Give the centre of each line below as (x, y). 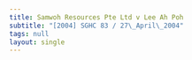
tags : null (29, 34)
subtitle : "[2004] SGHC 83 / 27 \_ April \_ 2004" (96, 26)
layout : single (37, 42)
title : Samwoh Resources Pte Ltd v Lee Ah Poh (96, 17)
